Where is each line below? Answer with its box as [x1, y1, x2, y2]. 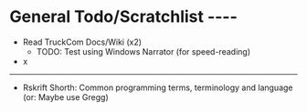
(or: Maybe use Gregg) [22, 91, 109, 102]
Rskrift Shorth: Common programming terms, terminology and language [22, 82, 294, 93]
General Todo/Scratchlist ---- [9, 6, 238, 27]
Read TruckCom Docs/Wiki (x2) [22, 36, 143, 47]
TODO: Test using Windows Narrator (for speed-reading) [36, 46, 251, 56]
